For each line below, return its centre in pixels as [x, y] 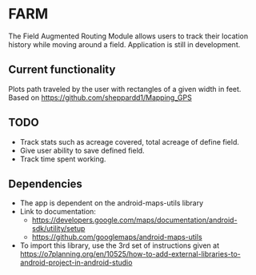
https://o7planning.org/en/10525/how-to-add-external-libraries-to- [130, 254]
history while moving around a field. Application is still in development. [124, 44]
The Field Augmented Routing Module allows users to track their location [128, 36]
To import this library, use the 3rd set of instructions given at [120, 245]
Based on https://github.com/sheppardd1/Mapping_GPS [100, 98]
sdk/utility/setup [58, 229]
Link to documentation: [58, 212]
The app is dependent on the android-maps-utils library [112, 203]
